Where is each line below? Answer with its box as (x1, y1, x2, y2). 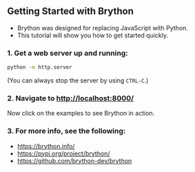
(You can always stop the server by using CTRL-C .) (7, 76, 149, 85)
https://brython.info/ (17, 142, 75, 150)
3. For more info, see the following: (7, 127, 126, 136)
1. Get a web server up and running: (7, 48, 129, 58)
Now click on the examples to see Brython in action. (7, 109, 155, 118)
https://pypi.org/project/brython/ (17, 149, 110, 158)
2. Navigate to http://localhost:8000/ (7, 93, 134, 103)
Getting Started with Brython (7, 6, 134, 17)
